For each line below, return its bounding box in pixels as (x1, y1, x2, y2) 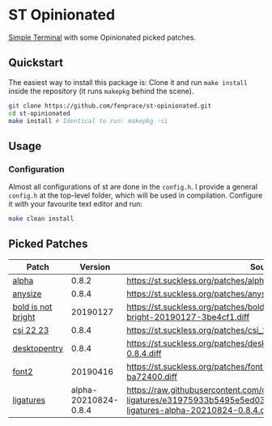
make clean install (8, 215, 74, 224)
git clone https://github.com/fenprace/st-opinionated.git (8, 101, 212, 110)
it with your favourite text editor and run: (8, 199, 143, 209)
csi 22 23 (12, 324, 49, 335)
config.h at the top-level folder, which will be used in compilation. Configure (8, 190, 263, 200)
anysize (12, 288, 42, 299)
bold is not (12, 301, 53, 313)
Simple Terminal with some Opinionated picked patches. (8, 32, 197, 42)
